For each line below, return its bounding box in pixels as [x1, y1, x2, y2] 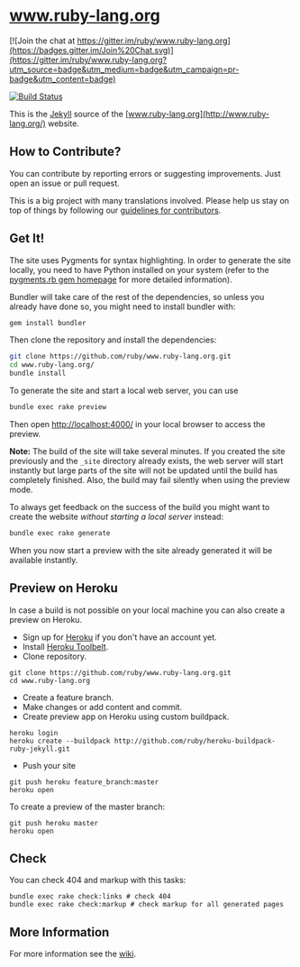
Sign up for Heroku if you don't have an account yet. [22, 632, 218, 643]
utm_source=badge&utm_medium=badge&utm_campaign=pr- [9, 64, 240, 75]
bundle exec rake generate [9, 528, 111, 537]
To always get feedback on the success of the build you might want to [9, 501, 270, 512]
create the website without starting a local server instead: [9, 511, 223, 522]
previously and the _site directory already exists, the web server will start [9, 455, 284, 466]
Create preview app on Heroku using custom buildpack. [22, 711, 230, 722]
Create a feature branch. [22, 691, 114, 703]
